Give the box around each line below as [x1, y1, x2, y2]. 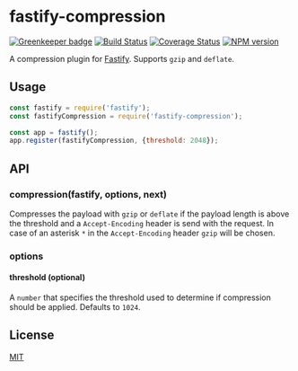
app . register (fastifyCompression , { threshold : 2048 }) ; [9, 137, 219, 146]
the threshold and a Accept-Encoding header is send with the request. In [9, 217, 274, 228]
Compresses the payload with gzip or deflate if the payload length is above [9, 208, 290, 219]
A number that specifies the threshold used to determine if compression [9, 292, 272, 303]
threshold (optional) [9, 272, 85, 283]
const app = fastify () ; [9, 128, 99, 137]
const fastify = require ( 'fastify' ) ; [9, 103, 151, 112]
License [9, 328, 55, 343]
